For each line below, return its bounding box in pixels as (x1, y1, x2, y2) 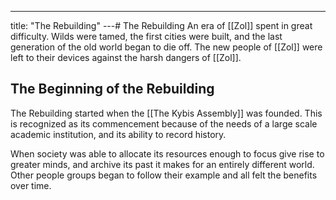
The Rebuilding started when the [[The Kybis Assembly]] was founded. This (10, 107, 323, 119)
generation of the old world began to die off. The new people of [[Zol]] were (10, 41, 323, 53)
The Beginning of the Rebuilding (10, 81, 215, 98)
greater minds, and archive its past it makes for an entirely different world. (10, 158, 315, 170)
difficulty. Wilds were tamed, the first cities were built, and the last (10, 31, 283, 42)
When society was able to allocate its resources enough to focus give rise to (10, 147, 325, 160)
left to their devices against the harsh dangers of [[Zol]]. (10, 52, 242, 63)
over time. (10, 179, 52, 191)
